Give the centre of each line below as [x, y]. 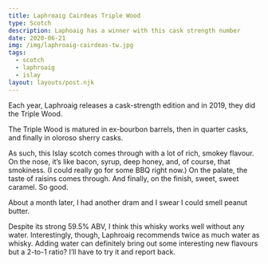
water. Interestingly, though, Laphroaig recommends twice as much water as [134, 234]
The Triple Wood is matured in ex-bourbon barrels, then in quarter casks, [128, 129]
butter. [19, 211]
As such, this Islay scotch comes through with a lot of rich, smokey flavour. [131, 153]
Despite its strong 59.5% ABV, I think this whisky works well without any [126, 226]
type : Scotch [30, 23]
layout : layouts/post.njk [51, 82]
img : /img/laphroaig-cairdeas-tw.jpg [71, 45]
